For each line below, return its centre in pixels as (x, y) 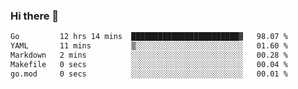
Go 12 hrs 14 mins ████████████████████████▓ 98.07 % (149, 37)
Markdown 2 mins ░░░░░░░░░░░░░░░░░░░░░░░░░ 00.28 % (149, 55)
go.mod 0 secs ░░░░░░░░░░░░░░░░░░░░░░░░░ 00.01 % (149, 74)
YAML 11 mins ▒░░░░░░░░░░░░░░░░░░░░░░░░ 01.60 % (149, 46)
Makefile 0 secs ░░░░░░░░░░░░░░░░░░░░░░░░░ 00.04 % (149, 64)
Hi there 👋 (35, 16)
